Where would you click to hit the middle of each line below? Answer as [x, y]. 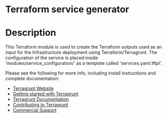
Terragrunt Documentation [41, 99]
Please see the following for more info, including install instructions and [81, 73]
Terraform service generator [67, 9]
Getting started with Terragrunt [45, 94]
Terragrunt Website [33, 88]
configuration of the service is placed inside [52, 58]
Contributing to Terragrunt [40, 105]
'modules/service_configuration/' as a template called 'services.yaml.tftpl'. [84, 63]
